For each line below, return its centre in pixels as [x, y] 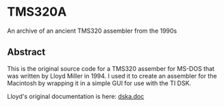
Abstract [26, 52]
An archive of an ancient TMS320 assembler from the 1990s [92, 31]
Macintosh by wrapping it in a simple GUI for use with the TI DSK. [99, 83]
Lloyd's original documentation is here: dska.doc [76, 96]
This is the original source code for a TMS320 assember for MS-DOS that [111, 68]
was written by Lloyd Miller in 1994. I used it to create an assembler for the [112, 76]
